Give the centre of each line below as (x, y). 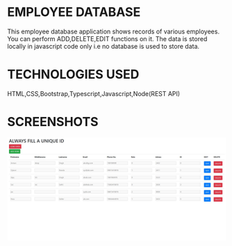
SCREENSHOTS (53, 122)
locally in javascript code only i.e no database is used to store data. (103, 46)
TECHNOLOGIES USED (73, 75)
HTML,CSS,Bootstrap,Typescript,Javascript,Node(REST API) (94, 93)
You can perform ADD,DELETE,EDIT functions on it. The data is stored (107, 38)
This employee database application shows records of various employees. (114, 31)
